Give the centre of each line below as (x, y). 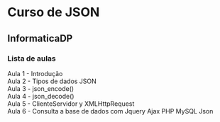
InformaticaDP (40, 38)
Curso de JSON (54, 12)
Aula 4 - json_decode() (41, 96)
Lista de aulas (32, 59)
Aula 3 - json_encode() (41, 88)
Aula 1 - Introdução (35, 73)
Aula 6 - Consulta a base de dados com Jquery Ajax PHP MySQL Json (110, 111)
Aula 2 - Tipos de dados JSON (52, 81)
